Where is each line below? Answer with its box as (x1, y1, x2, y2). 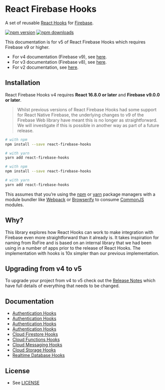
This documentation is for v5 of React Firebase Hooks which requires (5, 39, 146, 45)
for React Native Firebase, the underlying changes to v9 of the (17, 112, 144, 118)
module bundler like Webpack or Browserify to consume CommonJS (5, 196, 144, 202)
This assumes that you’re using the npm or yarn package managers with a (5, 191, 156, 197)
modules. (5, 202, 24, 208)
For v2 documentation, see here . (12, 64, 79, 70)
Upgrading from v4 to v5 (5, 264, 82, 273)
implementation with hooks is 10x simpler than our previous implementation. (5, 250, 159, 256)
